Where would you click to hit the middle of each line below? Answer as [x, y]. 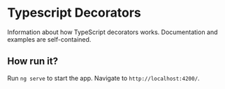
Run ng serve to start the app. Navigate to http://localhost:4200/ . [104, 78]
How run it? [32, 62]
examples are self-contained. [49, 39]
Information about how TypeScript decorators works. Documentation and [112, 32]
